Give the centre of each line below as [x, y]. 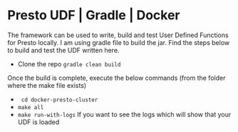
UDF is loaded [38, 122]
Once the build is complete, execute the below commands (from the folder [117, 78]
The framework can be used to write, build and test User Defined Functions [118, 35]
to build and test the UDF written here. [63, 50]
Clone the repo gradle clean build [69, 64]
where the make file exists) [47, 85]
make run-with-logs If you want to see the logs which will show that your [124, 114]
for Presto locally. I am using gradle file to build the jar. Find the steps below [119, 42]
